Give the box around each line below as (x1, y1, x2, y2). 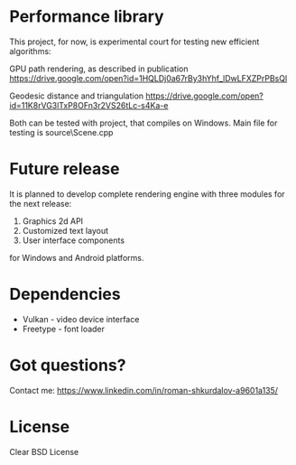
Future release (9, 159, 120, 180)
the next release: (9, 198, 72, 209)
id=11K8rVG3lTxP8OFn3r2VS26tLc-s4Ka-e (9, 99, 169, 110)
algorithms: (9, 45, 51, 56)
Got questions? (9, 355, 126, 376)
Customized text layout (22, 225, 109, 236)
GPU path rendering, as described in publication (9, 63, 189, 74)
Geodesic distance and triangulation (9, 90, 144, 101)
